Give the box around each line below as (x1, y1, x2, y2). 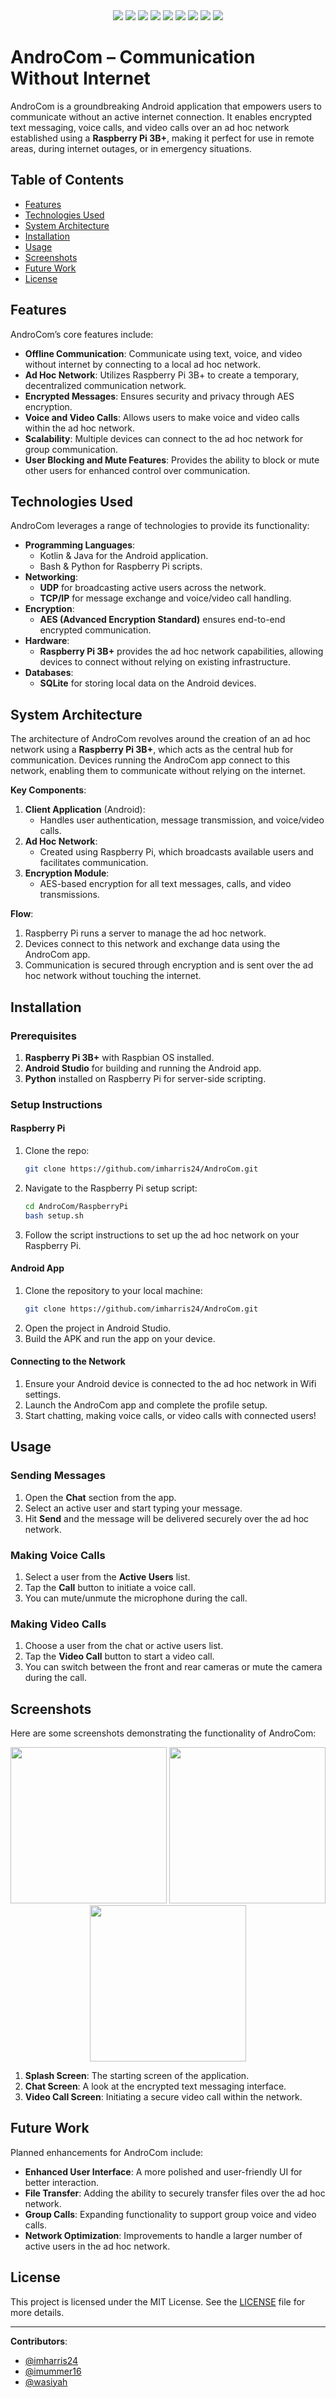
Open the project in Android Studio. (24, 1322, 172, 1334)
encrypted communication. (39, 624, 152, 636)
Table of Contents (10, 172, 125, 189)
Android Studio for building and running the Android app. (24, 1062, 262, 1074)
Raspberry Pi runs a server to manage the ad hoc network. (24, 927, 267, 939)
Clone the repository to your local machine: (24, 1284, 203, 1296)
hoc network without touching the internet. (24, 970, 202, 982)
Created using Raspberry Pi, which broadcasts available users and (39, 846, 314, 858)
